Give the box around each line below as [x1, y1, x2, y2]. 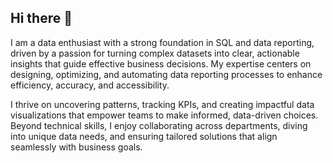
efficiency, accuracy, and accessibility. [10, 79, 170, 91]
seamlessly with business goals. [10, 141, 143, 153]
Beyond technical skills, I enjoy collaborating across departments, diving [10, 119, 308, 131]
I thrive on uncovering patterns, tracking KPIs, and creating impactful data [10, 98, 315, 110]
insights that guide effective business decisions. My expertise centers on [10, 57, 312, 70]
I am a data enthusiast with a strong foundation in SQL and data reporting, [10, 36, 315, 48]
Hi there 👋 [10, 10, 73, 27]
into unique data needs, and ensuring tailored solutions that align [10, 130, 278, 142]
